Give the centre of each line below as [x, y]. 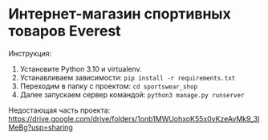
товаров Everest [65, 31]
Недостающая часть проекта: [59, 110]
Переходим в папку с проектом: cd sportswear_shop [109, 86]
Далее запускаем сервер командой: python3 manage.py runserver [132, 94]
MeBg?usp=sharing [41, 127]
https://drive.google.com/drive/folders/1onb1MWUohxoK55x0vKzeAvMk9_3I [134, 118]
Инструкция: [30, 53]
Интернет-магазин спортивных [120, 14]
